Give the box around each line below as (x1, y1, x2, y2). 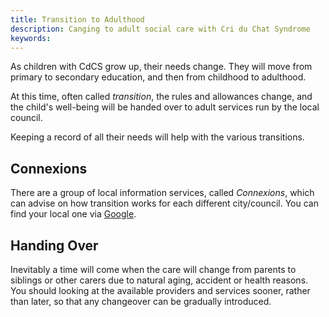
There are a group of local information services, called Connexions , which (10, 187, 315, 199)
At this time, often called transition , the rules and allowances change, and (10, 91, 313, 103)
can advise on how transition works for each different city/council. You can (10, 197, 319, 210)
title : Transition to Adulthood (10, 14, 145, 25)
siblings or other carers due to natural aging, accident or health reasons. (10, 274, 309, 286)
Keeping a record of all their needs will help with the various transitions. (10, 131, 305, 143)
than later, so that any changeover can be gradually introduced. (10, 296, 272, 307)
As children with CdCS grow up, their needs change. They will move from (10, 61, 313, 73)
